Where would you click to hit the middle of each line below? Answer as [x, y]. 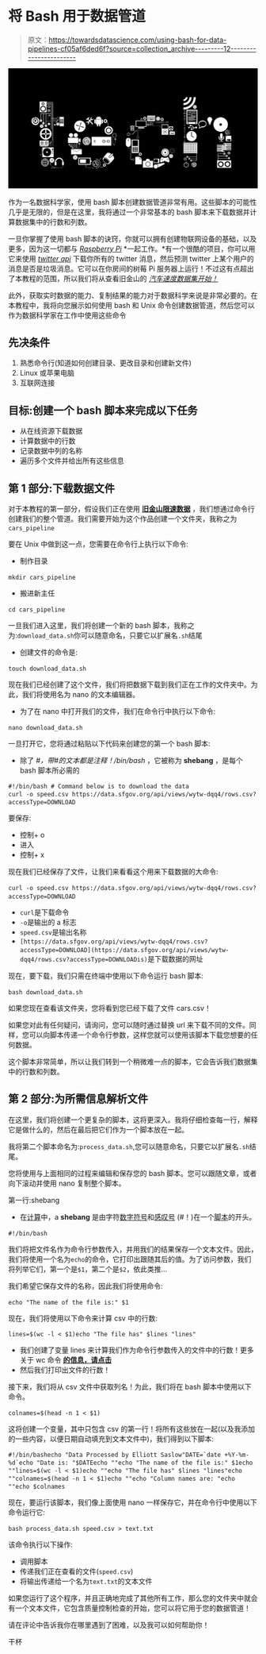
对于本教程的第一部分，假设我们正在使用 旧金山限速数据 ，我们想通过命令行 [131, 509]
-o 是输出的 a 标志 [48, 923]
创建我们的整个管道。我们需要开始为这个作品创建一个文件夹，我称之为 [123, 519]
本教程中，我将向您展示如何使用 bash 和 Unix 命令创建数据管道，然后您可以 [131, 305]
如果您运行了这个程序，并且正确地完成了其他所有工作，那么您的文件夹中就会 [133, 1598]
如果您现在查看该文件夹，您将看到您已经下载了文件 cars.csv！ [110, 1008]
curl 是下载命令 [44, 912]
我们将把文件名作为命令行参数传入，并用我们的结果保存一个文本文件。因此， [133, 1249]
